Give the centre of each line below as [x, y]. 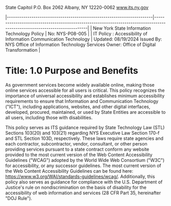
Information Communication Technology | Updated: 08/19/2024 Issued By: [84, 39]
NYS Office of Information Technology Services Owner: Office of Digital [81, 45]
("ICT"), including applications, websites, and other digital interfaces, [78, 107]
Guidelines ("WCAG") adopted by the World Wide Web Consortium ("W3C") [85, 160]
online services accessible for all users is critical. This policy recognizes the [85, 90]
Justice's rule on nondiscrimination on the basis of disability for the [76, 187]
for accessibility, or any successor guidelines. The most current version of [83, 166]
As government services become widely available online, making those [80, 85]
